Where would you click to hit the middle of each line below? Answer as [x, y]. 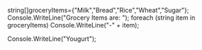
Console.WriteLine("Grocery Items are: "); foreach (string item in [101, 18]
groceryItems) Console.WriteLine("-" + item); [73, 25]
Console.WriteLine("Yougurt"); [52, 39]
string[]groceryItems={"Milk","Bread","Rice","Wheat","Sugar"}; [98, 10]
